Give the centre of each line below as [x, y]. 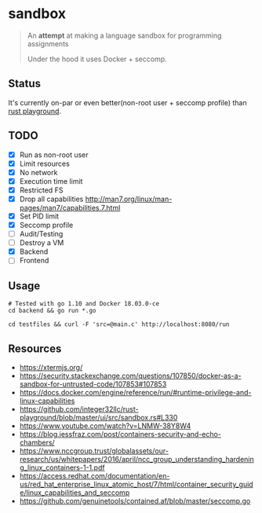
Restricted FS [41, 190]
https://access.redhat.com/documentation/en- [95, 475]
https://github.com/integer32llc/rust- [79, 409]
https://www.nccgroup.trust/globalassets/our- [94, 451]
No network [38, 172]
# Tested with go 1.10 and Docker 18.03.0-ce [84, 304]
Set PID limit [39, 216]
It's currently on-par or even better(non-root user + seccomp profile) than [127, 102]
